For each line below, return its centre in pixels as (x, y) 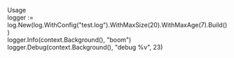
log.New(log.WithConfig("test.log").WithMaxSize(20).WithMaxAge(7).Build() (117, 25)
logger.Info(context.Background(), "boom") (69, 40)
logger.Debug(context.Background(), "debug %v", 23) (85, 47)
